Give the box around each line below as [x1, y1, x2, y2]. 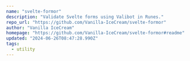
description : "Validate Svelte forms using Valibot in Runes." [6, 14, 164, 20]
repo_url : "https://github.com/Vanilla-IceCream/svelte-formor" [6, 19, 167, 25]
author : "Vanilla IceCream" [6, 24, 75, 31]
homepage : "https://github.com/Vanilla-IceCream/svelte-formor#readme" [6, 30, 185, 36]
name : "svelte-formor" [6, 8, 62, 15]
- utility [11, 46, 35, 52]
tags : [6, 41, 19, 47]
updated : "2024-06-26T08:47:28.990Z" [6, 35, 99, 41]
